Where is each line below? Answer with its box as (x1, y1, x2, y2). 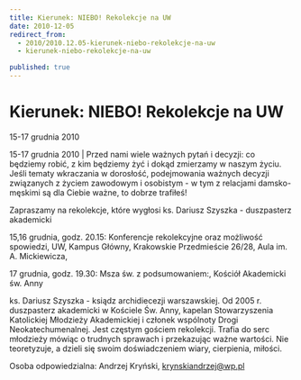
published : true (9, 63, 70, 72)
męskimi (9, 186, 41, 198)
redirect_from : (9, 30, 67, 39)
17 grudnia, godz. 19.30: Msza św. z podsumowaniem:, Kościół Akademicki (9, 267, 287, 279)
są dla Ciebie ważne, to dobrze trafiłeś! (41, 186, 187, 198)
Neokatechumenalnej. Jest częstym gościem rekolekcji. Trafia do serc (9, 323, 270, 334)
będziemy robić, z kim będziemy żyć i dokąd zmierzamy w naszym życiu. (9, 158, 282, 169)
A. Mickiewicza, (9, 250, 68, 261)
